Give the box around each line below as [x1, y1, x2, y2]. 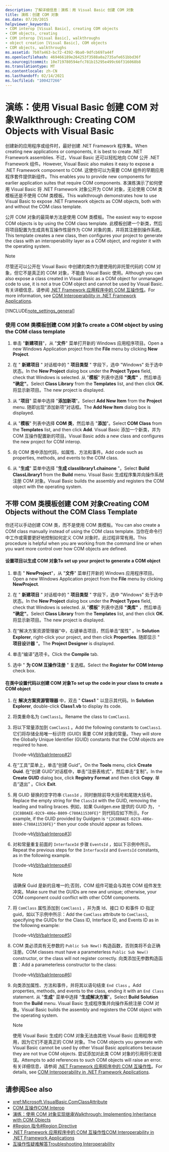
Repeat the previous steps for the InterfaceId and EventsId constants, [12, 847, 160, 853]
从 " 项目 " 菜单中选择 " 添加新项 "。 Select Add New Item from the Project [12, 397, 162, 403]
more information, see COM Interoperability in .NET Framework [5, 292, 136, 299]
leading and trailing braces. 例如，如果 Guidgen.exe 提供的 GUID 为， [12, 804, 157, 810]
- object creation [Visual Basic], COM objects [5, 41, 107, 46]
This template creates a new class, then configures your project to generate [5, 232, 163, 238]
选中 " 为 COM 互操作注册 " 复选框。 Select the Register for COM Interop [12, 662, 163, 668]
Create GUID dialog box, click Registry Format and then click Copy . [12, 775, 154, 781]
